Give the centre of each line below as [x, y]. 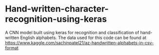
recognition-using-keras [56, 19]
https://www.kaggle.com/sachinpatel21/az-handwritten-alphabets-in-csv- [79, 42]
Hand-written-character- [57, 9]
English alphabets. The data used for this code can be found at [83, 38]
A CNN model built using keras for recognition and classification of [72, 32]
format [12, 48]
